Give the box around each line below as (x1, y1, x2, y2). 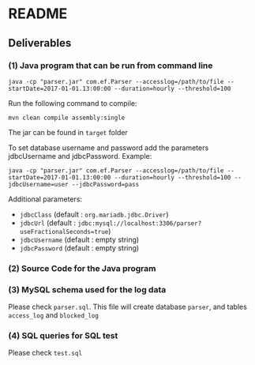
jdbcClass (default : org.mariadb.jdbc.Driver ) (19, 209, 169, 219)
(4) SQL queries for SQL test (8, 330, 118, 341)
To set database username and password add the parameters (8, 143, 209, 152)
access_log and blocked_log (8, 310, 99, 320)
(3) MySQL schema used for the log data (8, 284, 167, 295)
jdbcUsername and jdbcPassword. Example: (8, 151, 152, 160)
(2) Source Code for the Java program (8, 262, 156, 273)
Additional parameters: (8, 194, 83, 204)
